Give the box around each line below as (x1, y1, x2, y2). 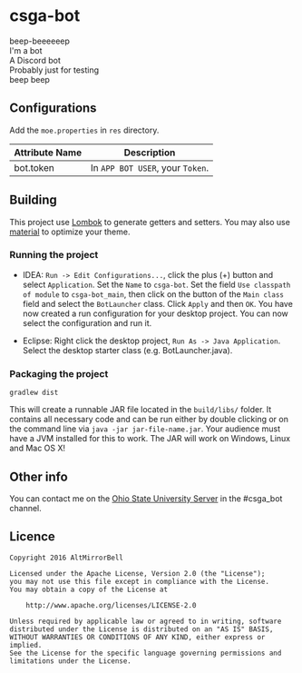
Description (123, 146, 176, 159)
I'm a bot (9, 45, 43, 55)
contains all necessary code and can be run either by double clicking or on (9, 414, 288, 425)
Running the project (9, 249, 99, 262)
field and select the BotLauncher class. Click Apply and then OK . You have (22, 298, 293, 309)
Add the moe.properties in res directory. (9, 124, 160, 135)
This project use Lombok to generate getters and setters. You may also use (9, 216, 290, 227)
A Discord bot (9, 54, 61, 65)
